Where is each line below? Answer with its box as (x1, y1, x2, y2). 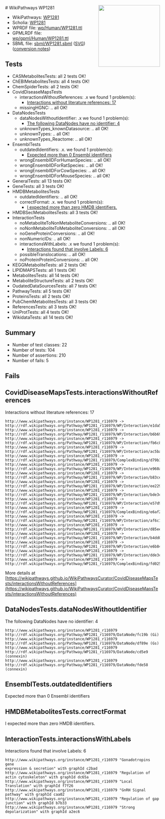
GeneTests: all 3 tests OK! (12, 183, 65, 189)
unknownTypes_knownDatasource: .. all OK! (19, 125, 109, 131)
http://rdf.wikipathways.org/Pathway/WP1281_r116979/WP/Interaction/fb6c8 (5, 440, 162, 446)
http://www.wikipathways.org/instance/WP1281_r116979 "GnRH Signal (5, 788, 146, 793)
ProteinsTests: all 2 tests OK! (12, 293, 70, 299)
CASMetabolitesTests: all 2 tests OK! (12, 73, 86, 79)
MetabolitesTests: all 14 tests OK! (12, 272, 80, 278)
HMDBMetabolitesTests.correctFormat (5, 707, 126, 716)
